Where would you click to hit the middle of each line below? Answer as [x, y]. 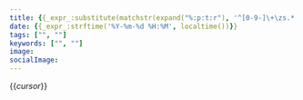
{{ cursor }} [29, 86]
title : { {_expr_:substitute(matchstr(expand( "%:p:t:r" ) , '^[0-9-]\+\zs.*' [154, 18]
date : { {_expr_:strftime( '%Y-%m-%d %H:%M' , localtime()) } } [124, 26]
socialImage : [34, 60]
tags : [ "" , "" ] [38, 35]
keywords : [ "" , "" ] [46, 43]
